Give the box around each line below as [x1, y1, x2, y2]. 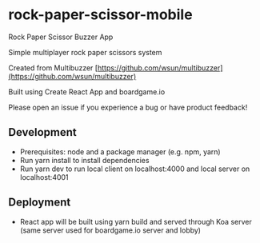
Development [8, 125, 78, 139]
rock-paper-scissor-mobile [8, 6, 194, 24]
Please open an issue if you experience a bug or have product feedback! [8, 102, 248, 112]
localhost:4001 [19, 172, 70, 181]
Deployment [8, 196, 71, 209]
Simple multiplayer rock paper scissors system [8, 47, 162, 57]
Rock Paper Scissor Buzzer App [8, 32, 114, 42]
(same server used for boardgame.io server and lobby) [19, 225, 202, 235]
